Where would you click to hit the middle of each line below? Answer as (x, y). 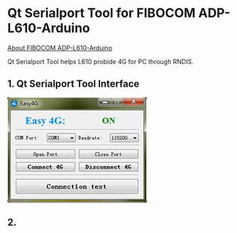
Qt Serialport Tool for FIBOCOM (101, 13)
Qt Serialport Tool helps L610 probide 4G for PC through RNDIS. (100, 61)
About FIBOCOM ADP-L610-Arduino (60, 48)
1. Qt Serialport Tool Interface (73, 84)
